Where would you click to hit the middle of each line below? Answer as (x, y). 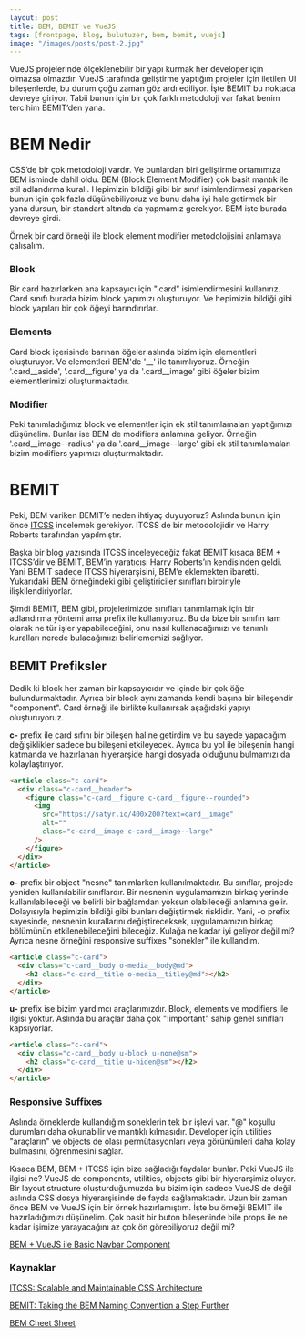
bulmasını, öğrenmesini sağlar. (66, 1151)
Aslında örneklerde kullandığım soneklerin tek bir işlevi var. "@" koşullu (142, 1122)
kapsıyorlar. (31, 1028)
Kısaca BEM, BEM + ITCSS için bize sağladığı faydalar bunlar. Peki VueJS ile (152, 1169)
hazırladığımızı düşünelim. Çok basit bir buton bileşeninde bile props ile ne (149, 1217)
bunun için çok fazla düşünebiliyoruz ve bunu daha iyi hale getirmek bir (143, 199)
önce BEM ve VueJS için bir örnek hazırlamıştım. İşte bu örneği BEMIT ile (146, 1207)
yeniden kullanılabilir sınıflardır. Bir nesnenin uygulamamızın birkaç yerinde (149, 893)
